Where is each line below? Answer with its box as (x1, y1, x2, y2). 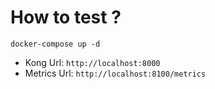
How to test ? (10, 6, 122, 29)
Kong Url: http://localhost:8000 (24, 56, 161, 68)
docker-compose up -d (10, 39, 101, 49)
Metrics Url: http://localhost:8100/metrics (24, 67, 207, 79)
